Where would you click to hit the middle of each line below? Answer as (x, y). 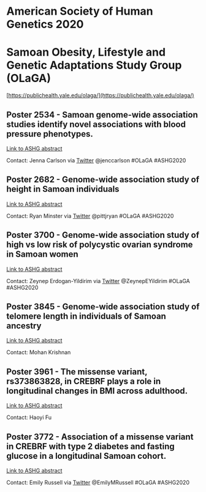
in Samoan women (42, 255)
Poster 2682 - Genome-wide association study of (103, 180)
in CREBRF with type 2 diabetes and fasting (90, 446)
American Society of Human (80, 11)
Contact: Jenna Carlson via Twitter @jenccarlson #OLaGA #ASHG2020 (96, 160)
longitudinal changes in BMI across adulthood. (97, 391)
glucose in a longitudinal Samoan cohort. (86, 456)
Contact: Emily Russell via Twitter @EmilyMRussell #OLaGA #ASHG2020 (98, 483)
